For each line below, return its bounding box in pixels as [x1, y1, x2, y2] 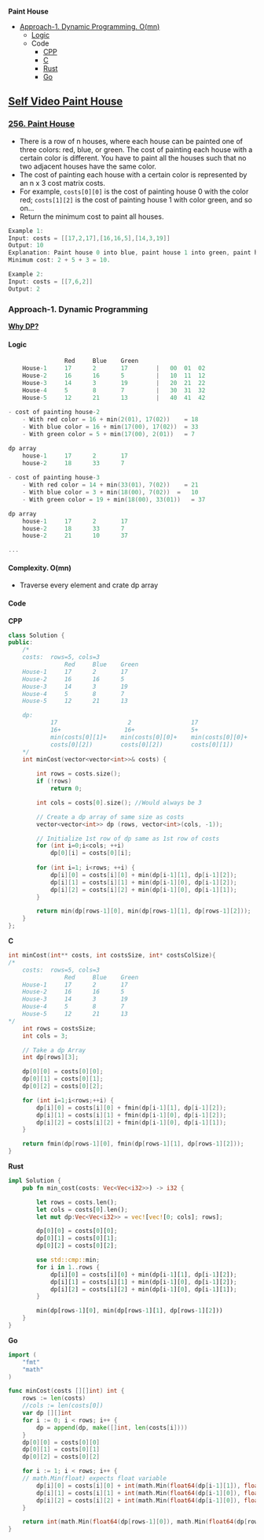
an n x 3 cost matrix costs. [19, 178, 106, 187]
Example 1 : [8, 227, 44, 235]
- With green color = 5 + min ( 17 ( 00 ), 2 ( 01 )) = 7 [22, 430, 195, 438]
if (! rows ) [36, 777, 72, 786]
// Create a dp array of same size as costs [36, 813, 185, 821]
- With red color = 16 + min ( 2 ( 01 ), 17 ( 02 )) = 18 [22, 416, 199, 424]
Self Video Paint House [8, 94, 123, 109]
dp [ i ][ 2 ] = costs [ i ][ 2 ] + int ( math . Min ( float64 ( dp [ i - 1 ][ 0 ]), [36, 1496, 241, 1505]
